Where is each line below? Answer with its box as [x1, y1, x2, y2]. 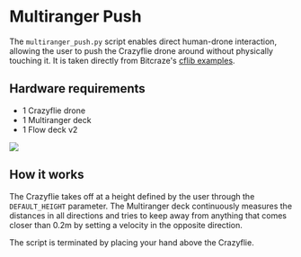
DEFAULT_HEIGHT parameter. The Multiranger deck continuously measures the [9, 200, 293, 211]
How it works [9, 167, 84, 182]
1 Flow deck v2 [22, 124, 78, 135]
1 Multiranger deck [22, 114, 92, 125]
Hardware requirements [9, 81, 146, 96]
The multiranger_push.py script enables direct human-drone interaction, [9, 36, 277, 47]
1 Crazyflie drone [22, 105, 86, 116]
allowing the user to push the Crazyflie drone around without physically [9, 45, 274, 56]
